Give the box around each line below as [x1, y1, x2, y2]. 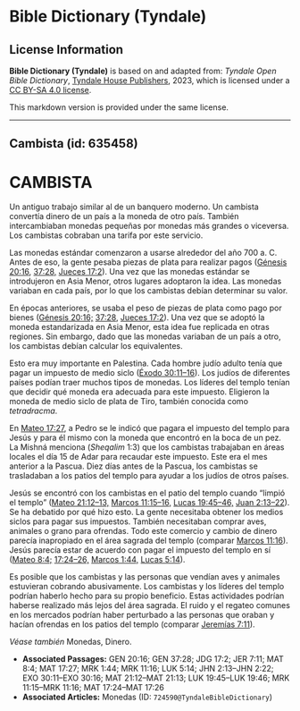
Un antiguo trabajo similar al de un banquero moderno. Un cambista [9, 201, 259, 212]
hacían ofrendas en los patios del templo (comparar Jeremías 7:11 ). [9, 619, 256, 630]
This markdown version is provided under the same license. [9, 102, 229, 113]
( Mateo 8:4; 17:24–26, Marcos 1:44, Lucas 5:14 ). [9, 554, 186, 565]
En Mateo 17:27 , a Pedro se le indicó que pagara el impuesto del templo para [9, 423, 290, 434]
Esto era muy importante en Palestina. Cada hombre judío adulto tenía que [9, 358, 283, 368]
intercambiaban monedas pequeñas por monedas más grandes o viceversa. [9, 221, 289, 232]
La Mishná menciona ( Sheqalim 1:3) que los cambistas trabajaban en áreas [9, 442, 285, 453]
